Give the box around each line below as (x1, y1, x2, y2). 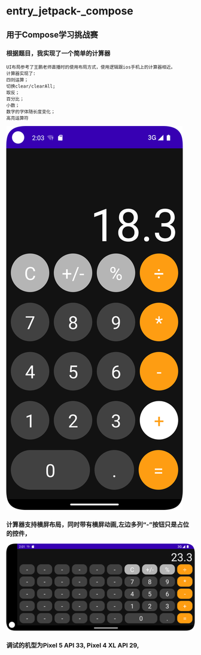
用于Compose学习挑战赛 (6, 29, 98, 40)
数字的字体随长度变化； (6, 109, 56, 115)
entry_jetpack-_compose (6, 4, 133, 18)
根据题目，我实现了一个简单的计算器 (6, 49, 111, 58)
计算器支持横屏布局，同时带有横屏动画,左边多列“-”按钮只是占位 (6, 520, 190, 528)
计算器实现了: (6, 70, 36, 76)
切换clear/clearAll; (6, 83, 56, 89)
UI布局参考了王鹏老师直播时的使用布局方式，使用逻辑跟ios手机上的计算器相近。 (6, 64, 175, 70)
